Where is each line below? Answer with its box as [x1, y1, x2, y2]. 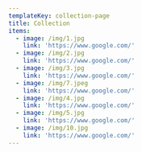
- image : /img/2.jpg [15, 49, 85, 57]
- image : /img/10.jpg [15, 124, 89, 132]
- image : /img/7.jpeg [15, 79, 89, 87]
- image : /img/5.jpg [15, 109, 85, 117]
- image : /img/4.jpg [15, 94, 85, 102]
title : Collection [8, 19, 70, 27]
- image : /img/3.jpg [15, 64, 85, 72]
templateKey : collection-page [8, 11, 111, 20]
